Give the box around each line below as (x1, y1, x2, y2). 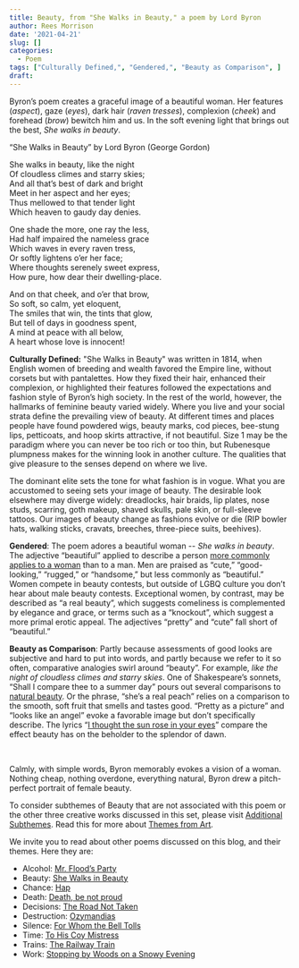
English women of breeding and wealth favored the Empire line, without (9, 363, 272, 374)
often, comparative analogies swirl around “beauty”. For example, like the (9, 662, 278, 673)
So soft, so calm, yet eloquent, (9, 298, 121, 309)
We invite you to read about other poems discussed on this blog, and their (9, 836, 281, 846)
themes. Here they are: (9, 845, 94, 856)
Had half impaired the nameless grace (9, 234, 150, 244)
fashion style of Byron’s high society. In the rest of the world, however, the (9, 391, 283, 403)
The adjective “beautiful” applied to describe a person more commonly (9, 549, 270, 560)
